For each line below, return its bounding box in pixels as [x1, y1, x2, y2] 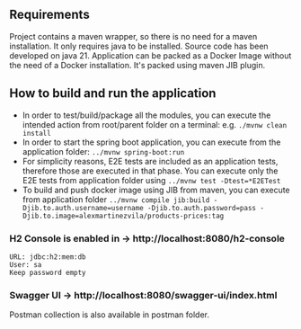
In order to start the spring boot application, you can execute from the [22, 137, 281, 147]
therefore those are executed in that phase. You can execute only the [22, 165, 279, 176]
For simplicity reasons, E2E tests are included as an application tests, [22, 156, 279, 166]
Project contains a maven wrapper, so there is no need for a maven [9, 31, 258, 41]
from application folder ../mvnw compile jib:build [22, 193, 210, 205]
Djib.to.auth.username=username [22, 203, 144, 212]
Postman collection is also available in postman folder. [9, 309, 209, 320]
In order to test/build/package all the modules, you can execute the [22, 110, 271, 120]
